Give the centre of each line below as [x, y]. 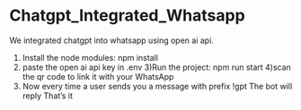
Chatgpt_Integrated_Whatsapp [127, 16]
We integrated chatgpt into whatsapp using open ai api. [111, 40]
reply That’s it [48, 96]
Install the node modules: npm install [90, 57]
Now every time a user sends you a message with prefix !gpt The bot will [157, 86]
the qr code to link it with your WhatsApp [98, 76]
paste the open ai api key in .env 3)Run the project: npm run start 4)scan [157, 67]
